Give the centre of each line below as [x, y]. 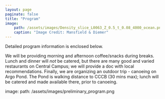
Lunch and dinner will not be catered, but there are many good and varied [80, 61]
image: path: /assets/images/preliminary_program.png [60, 91]
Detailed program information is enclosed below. [54, 46]
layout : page [18, 10]
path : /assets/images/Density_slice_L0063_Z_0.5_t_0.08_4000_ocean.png [89, 28]
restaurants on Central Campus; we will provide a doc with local [69, 66]
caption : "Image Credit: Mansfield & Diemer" [61, 32]
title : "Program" [23, 19]
